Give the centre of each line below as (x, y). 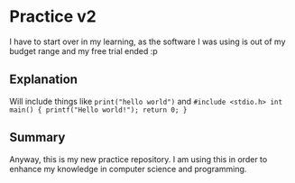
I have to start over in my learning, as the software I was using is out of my (147, 41)
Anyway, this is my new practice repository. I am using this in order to (138, 159)
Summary (37, 137)
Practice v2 (53, 17)
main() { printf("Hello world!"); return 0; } (98, 110)
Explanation (44, 80)
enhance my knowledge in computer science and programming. (128, 169)
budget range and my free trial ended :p (83, 50)
